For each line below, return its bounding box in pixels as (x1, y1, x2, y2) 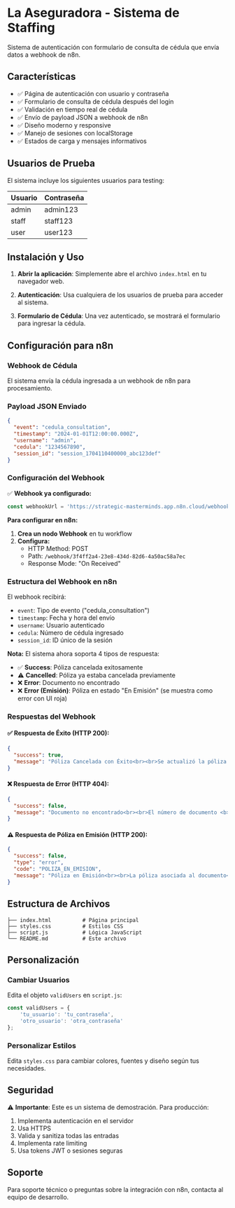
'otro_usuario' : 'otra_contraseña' (20, 1017, 124, 1024)
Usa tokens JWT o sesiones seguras (17, 1146, 123, 1155)
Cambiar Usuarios (7, 975, 70, 984)
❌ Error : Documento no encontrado (17, 678, 120, 686)
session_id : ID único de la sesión (17, 636, 113, 644)
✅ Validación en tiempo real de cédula (17, 105, 128, 114)
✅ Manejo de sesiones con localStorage (17, 128, 133, 137)
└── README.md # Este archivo (7, 935, 127, 942)
